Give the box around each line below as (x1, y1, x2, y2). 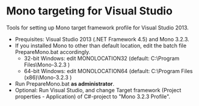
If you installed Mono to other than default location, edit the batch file (14, 42, 187, 49)
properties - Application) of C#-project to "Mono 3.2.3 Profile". (14, 93, 171, 100)
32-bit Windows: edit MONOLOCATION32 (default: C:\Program (23, 54, 180, 62)
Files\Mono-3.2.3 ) (23, 61, 70, 68)
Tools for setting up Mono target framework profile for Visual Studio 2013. (6, 24, 189, 31)
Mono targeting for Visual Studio (6, 4, 173, 18)
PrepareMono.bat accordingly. (14, 48, 91, 55)
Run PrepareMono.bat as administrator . (14, 80, 115, 87)
